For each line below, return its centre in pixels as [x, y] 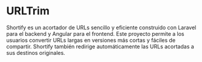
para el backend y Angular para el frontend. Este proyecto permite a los [95, 33]
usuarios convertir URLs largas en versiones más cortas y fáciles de [91, 40]
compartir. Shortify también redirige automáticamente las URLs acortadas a [100, 46]
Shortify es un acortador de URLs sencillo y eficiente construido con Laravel [101, 27]
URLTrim [28, 11]
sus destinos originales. [36, 52]
